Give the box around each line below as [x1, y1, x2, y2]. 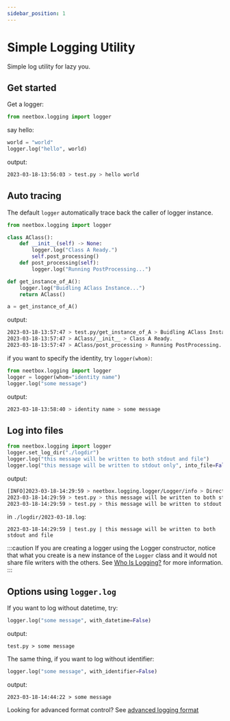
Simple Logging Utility [7, 39, 136, 55]
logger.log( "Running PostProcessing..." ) [31, 265, 152, 273]
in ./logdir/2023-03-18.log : [7, 513, 87, 521]
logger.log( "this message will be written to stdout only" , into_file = [7, 462, 216, 469]
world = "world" [7, 139, 53, 146]
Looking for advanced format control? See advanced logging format [7, 705, 199, 713]
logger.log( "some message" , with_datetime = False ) [7, 618, 152, 624]
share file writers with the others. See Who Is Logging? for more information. [7, 559, 223, 567]
